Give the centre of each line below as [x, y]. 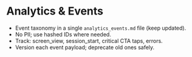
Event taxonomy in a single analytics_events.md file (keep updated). [101, 28]
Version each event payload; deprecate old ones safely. [85, 47]
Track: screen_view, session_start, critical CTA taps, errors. [89, 41]
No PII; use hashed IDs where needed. [63, 34]
